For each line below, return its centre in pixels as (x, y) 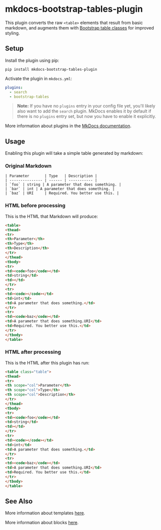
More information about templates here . (45, 513)
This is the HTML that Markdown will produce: (52, 216)
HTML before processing (35, 206)
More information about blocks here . (42, 523)
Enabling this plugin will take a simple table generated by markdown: (74, 153)
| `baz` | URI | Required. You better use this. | (62, 193)
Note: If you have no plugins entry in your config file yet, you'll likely (86, 106)
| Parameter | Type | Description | (51, 176)
